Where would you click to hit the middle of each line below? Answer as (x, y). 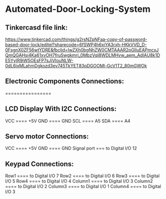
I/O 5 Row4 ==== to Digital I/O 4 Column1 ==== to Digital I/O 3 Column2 (79, 181)
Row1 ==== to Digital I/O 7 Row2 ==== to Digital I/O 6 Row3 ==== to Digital (83, 176)
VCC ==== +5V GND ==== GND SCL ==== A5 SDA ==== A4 (68, 121)
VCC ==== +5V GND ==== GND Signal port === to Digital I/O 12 (71, 148)
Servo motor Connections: (47, 137)
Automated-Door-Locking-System (78, 9)
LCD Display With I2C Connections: (61, 109)
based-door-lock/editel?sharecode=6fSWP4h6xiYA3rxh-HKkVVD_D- (76, 45)
